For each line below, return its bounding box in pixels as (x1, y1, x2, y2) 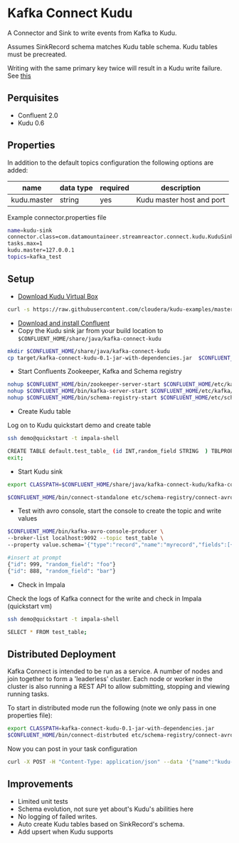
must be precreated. (7, 50, 68, 58)
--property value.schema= (7, 541, 84, 548)
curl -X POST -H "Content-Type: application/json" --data (7, 758, 183, 765)
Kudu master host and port (136, 195, 225, 205)
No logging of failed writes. (17, 812, 97, 821)
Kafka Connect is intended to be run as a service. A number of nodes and (7, 667, 223, 675)
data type (59, 183, 94, 193)
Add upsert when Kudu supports (17, 827, 114, 836)
